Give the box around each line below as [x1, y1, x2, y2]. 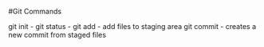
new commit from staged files [8, 31, 106, 39]
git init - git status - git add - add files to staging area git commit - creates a [8, 22, 257, 31]
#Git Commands [8, 7, 62, 16]
